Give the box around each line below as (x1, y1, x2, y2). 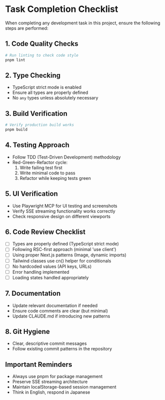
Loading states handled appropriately (12, 274, 89, 280)
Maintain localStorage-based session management (12, 384, 116, 390)
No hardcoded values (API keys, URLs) (12, 263, 92, 269)
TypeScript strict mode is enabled (12, 84, 82, 90)
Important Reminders (5, 360, 72, 369)
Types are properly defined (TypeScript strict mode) (12, 241, 119, 247)
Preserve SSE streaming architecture (12, 379, 88, 385)
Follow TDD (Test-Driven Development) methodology (12, 154, 121, 160)
